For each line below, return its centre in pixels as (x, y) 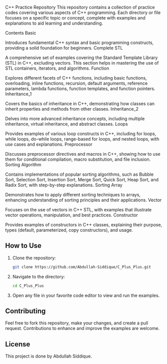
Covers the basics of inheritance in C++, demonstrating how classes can (80, 104)
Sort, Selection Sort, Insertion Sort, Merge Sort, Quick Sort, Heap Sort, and (82, 179)
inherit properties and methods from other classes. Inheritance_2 (72, 109)
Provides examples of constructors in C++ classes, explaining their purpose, (84, 225)
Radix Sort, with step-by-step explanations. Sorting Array (64, 185)
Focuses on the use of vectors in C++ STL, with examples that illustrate (79, 210)
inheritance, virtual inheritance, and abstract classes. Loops (67, 124)
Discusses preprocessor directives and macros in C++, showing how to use (83, 154)
